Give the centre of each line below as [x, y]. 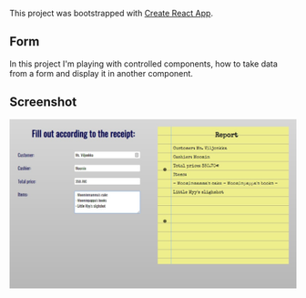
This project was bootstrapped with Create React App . [112, 13]
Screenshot [43, 103]
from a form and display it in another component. [102, 73]
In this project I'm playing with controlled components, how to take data [143, 64]
